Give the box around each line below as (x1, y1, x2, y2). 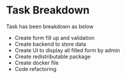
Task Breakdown (6, 4, 90, 17)
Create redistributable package (14, 53, 91, 60)
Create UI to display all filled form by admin (14, 46, 120, 53)
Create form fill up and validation (14, 34, 95, 41)
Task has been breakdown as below (6, 23, 93, 30)
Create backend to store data (14, 40, 86, 48)
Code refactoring (14, 65, 57, 72)
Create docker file (14, 59, 59, 66)
